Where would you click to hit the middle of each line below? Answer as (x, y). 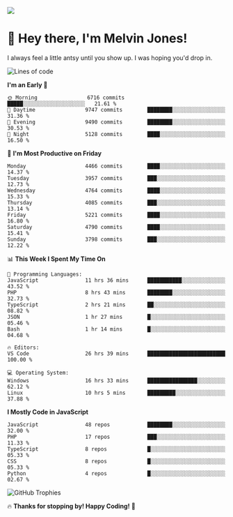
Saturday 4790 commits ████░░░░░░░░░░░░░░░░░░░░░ (116, 227)
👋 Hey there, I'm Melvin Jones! (97, 39)
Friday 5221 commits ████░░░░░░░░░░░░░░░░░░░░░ (116, 215)
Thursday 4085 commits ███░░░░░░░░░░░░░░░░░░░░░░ (116, 202)
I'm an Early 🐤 (27, 84)
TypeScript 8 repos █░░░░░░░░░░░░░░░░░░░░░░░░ (116, 449)
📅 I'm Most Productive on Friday (55, 153)
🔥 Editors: (23, 347)
